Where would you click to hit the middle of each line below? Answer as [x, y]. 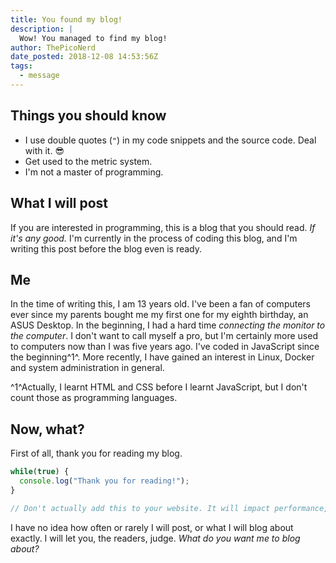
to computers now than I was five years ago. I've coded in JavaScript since [165, 347]
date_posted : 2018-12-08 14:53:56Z [84, 57]
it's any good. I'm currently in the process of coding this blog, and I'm [154, 238]
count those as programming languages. [94, 398]
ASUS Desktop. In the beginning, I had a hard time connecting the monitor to [168, 325]
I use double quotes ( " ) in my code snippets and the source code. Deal [170, 140]
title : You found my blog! [66, 19]
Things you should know [88, 116]
